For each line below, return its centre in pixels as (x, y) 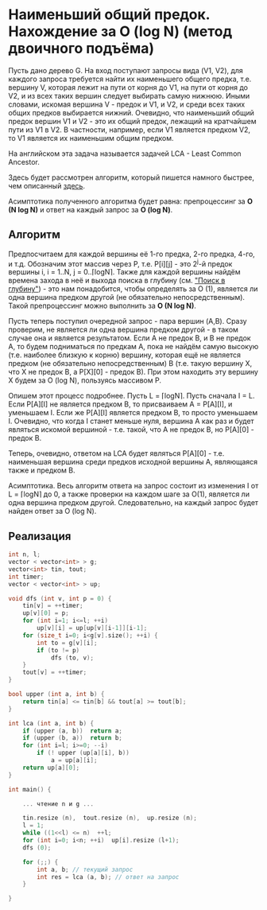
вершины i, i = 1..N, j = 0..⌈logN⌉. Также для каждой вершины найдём (124, 272)
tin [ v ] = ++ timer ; (53, 606)
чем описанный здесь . (47, 185)
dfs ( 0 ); (37, 848)
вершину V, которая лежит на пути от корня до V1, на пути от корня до (128, 87)
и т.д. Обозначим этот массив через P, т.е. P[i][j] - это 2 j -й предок (120, 262)
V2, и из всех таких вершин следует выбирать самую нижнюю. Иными (129, 95)
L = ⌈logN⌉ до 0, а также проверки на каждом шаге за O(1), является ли (129, 494)
